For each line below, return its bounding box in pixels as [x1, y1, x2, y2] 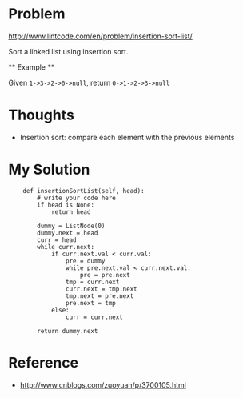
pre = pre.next [79, 271, 130, 279]
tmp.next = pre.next [65, 291, 134, 300]
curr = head [37, 235, 78, 244]
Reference [8, 354, 78, 372]
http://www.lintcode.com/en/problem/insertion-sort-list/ [8, 31, 193, 41]
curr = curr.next [65, 313, 124, 321]
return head [50, 207, 91, 216]
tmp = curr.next [65, 278, 120, 286]
